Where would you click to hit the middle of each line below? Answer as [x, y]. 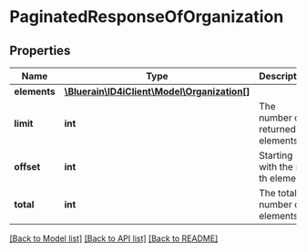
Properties [40, 51]
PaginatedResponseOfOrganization [147, 17]
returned [277, 129]
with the [276, 167]
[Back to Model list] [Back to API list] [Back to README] [114, 238]
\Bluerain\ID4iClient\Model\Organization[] [157, 91]
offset [27, 167]
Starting [276, 155]
